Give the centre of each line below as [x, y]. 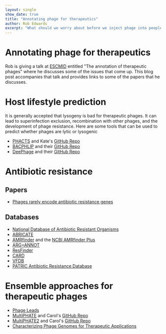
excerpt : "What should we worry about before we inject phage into [76, 28]
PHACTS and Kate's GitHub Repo [46, 141]
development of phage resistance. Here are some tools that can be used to [82, 126]
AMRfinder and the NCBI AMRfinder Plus [54, 239]
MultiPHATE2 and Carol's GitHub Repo [51, 321]
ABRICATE [23, 234]
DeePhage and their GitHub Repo [46, 152]
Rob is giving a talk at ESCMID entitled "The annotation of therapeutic [76, 66]
